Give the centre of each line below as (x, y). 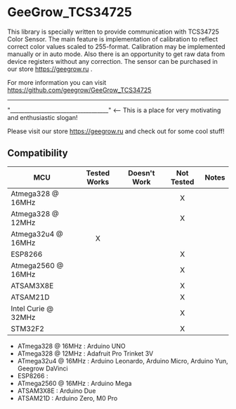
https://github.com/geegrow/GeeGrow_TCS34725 (79, 90)
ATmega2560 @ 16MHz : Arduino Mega (74, 383)
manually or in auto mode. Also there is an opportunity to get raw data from (116, 54)
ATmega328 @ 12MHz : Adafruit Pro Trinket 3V (85, 353)
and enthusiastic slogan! (43, 117)
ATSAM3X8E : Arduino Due (57, 391)
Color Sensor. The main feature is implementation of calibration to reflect (113, 39)
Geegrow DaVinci (42, 368)
